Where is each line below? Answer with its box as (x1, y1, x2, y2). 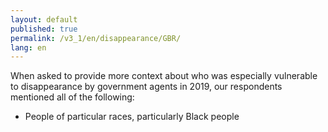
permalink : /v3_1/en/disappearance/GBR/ (10, 33, 182, 43)
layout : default (10, 14, 78, 25)
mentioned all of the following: (10, 91, 135, 103)
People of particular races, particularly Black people (24, 111, 240, 123)
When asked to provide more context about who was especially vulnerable (10, 70, 318, 82)
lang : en (10, 42, 47, 53)
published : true (10, 24, 78, 34)
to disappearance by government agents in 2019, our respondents (10, 81, 283, 93)
